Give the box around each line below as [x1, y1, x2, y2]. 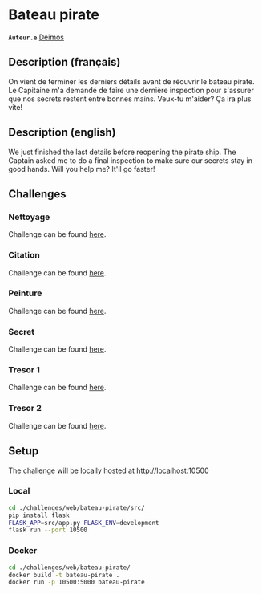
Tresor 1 [8, 364, 40, 376]
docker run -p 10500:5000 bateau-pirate [8, 578, 146, 587]
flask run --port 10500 [8, 526, 88, 535]
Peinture [8, 287, 42, 299]
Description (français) [8, 55, 121, 69]
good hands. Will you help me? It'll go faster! [8, 164, 155, 173]
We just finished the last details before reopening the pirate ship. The [8, 147, 236, 157]
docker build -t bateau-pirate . [8, 571, 120, 579]
